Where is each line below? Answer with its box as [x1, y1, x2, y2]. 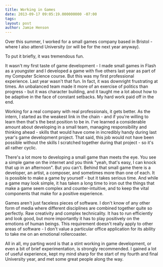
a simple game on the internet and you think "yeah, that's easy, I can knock [5, 160, 157, 165]
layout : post [5, 21, 32, 26]
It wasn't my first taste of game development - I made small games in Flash [5, 63, 156, 69]
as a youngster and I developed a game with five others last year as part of [5, 68, 156, 74]
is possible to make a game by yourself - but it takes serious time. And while [5, 175, 159, 181]
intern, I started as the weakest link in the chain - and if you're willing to [5, 114, 149, 120]
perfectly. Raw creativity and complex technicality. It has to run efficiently [5, 210, 153, 216]
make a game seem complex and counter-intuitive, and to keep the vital [5, 185, 149, 191]
